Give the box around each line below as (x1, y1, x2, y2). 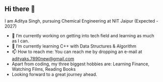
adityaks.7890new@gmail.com (11, 55, 75, 61)
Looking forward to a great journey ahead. (11, 71, 98, 77)
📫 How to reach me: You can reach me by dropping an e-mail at (11, 49, 142, 55)
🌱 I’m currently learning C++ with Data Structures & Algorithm (11, 43, 136, 49)
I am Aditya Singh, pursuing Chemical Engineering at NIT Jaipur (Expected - (4, 18, 159, 24)
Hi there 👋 (4, 5, 35, 13)
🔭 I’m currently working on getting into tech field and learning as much (11, 32, 155, 38)
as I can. (11, 38, 29, 44)
